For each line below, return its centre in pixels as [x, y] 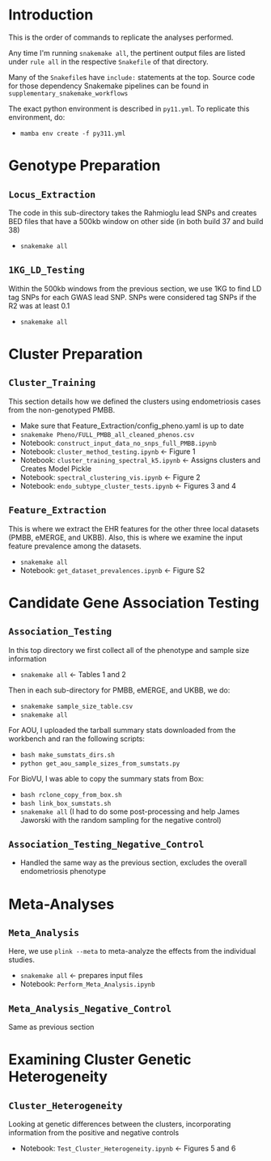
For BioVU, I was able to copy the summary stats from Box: [106, 778]
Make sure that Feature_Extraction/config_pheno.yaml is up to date [132, 426]
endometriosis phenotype [63, 871]
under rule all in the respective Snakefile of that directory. [108, 61]
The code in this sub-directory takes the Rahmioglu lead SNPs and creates [133, 213]
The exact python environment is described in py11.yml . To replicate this [129, 108]
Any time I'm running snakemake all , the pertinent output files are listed [127, 53]
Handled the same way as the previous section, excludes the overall [133, 862]
